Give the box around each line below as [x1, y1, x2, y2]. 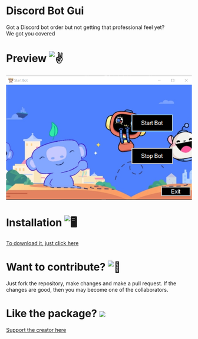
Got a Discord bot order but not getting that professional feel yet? [6, 24, 165, 31]
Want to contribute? [6, 260, 106, 273]
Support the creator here [6, 326, 67, 333]
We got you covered [6, 30, 55, 37]
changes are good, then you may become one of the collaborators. [6, 286, 169, 293]
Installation [6, 216, 62, 230]
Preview [6, 52, 47, 66]
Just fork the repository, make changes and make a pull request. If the [6, 279, 177, 287]
